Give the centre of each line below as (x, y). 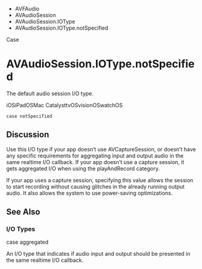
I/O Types (21, 229)
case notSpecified (29, 116)
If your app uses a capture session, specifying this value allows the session (100, 180)
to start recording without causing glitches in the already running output (96, 186)
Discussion (28, 135)
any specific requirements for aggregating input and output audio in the (95, 156)
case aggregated (27, 242)
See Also (23, 212)
